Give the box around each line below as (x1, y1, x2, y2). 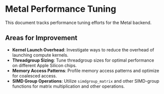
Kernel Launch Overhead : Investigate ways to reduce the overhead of (12, 47, 154, 52)
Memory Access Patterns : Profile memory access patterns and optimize (12, 68, 160, 73)
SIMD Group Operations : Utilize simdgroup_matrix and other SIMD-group (12, 78, 160, 84)
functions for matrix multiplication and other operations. (12, 83, 125, 89)
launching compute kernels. (12, 52, 69, 58)
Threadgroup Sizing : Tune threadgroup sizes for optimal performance (12, 57, 154, 63)
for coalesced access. (12, 72, 57, 79)
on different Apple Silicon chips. (12, 62, 77, 68)
